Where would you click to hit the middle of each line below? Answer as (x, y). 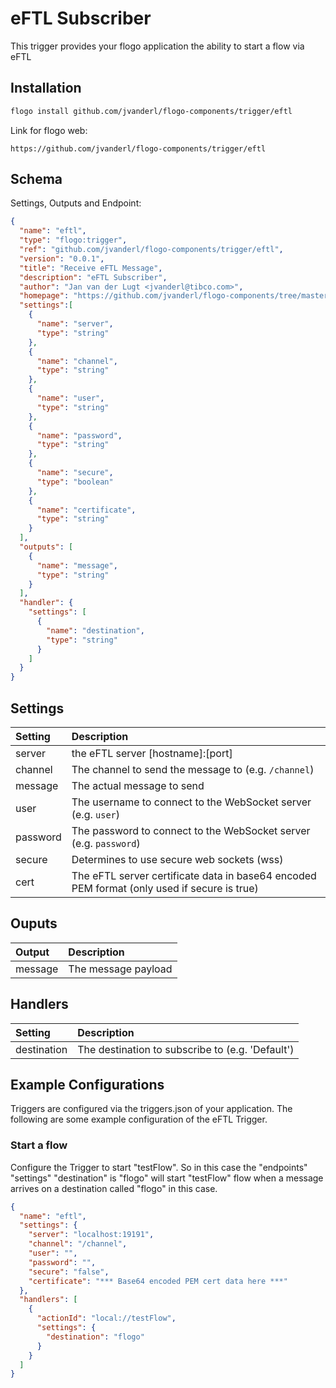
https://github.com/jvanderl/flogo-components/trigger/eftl (138, 148)
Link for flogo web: (49, 130)
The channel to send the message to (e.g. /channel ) (193, 769)
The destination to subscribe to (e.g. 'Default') (186, 1049)
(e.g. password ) (106, 843)
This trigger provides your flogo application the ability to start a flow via (157, 46)
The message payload (120, 969)
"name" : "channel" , (77, 361)
